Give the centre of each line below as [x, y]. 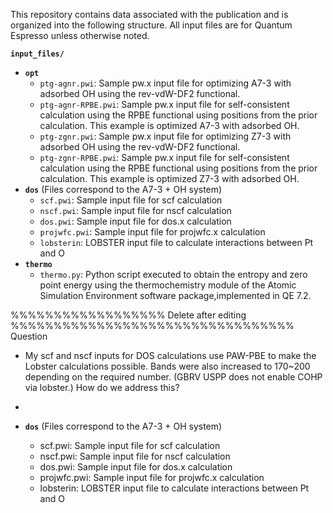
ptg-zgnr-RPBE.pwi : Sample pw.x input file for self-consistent [164, 157]
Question [29, 336]
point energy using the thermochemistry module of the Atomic [168, 285]
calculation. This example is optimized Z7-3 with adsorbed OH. [169, 178]
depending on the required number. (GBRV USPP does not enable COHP [173, 377]
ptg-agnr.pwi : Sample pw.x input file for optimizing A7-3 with [165, 83]
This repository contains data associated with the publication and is [149, 14]
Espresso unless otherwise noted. [80, 35]
